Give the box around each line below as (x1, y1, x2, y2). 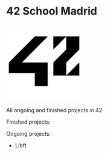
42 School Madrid (6, 4, 98, 18)
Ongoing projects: (6, 130, 51, 137)
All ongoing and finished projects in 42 (6, 106, 103, 113)
